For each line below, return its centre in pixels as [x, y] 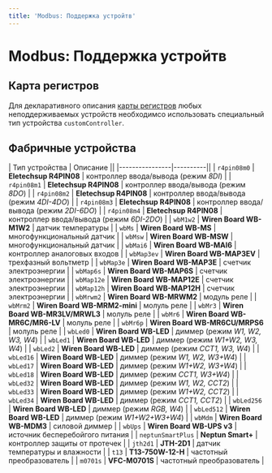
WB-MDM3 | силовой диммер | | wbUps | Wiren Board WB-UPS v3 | [123, 426]
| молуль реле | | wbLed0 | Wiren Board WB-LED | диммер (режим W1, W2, [135, 331]
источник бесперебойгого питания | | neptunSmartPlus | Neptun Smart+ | [133, 435]
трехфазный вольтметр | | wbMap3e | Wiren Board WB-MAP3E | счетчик [130, 262]
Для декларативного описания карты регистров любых [105, 105]
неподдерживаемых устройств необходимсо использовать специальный [136, 114]
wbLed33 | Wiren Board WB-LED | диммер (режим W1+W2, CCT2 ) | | [124, 392]
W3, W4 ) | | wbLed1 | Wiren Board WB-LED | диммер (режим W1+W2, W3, [133, 340]
